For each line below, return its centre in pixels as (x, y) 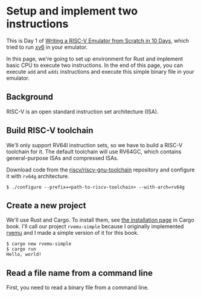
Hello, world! (24, 255)
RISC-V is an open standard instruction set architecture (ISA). (82, 111)
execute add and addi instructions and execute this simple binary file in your (101, 71)
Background (30, 97)
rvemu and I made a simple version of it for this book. (72, 233)
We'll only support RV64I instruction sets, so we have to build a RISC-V (94, 145)
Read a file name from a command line (79, 273)
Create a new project (46, 206)
